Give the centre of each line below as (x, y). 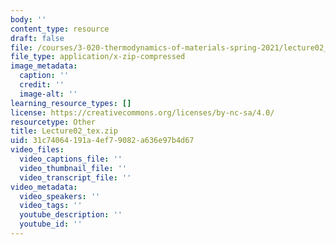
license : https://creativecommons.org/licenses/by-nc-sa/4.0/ (142, 112)
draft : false (37, 38)
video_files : (37, 150)
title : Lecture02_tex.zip (64, 131)
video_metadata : (44, 187)
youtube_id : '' (51, 224)
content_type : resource (60, 29)
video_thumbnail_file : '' (73, 168)
